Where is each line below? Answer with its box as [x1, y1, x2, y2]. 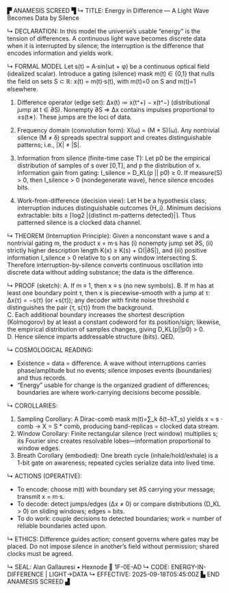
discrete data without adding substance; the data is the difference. [7, 268, 195, 276]
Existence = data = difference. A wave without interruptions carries [16, 359, 206, 367]
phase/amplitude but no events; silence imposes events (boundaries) [16, 367, 212, 374]
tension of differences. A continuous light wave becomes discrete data [7, 34, 206, 43]
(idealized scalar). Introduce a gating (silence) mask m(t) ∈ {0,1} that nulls [7, 69, 215, 78]
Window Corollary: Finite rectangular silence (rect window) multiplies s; [16, 430, 218, 437]
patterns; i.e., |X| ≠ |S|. [16, 141, 81, 149]
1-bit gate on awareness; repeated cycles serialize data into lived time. [16, 458, 215, 467]
